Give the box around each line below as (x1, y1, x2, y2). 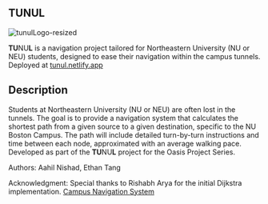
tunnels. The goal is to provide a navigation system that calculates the (8, 113, 238, 122)
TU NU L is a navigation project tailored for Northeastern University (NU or (8, 43, 250, 53)
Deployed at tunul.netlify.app (8, 60, 104, 70)
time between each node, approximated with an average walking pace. (8, 138, 242, 148)
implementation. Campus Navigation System (8, 186, 154, 196)
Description (8, 83, 68, 97)
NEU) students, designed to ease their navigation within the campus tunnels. (8, 51, 261, 61)
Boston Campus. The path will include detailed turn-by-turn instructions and (8, 130, 260, 139)
